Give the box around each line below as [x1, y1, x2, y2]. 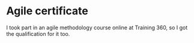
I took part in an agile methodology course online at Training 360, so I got [6, 24, 188, 31]
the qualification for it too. [6, 30, 70, 37]
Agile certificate [6, 4, 89, 18]
